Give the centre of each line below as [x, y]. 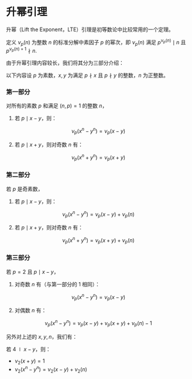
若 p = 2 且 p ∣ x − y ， [32, 272]
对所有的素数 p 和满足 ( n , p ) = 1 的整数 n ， [57, 106]
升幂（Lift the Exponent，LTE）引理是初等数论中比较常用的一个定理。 [90, 29]
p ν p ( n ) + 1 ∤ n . [21, 50]
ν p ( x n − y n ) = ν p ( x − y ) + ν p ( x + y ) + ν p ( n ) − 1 [98, 323]
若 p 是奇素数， [25, 189]
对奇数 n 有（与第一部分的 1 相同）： [57, 284]
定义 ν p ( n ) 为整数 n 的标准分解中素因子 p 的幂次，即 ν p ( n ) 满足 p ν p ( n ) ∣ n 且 [96, 42]
